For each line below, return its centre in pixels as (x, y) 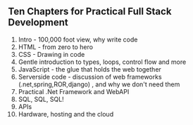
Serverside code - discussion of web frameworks (90, 77)
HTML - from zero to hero (56, 47)
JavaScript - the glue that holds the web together (89, 69)
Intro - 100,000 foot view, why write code (78, 39)
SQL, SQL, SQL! (41, 99)
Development (38, 23)
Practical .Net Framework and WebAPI (74, 91)
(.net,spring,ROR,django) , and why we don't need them (99, 84)
